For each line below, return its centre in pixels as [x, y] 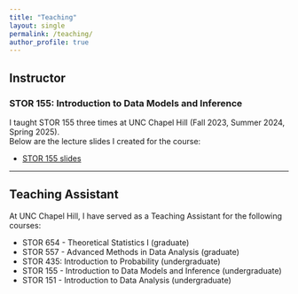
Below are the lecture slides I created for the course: [105, 141]
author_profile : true [49, 42]
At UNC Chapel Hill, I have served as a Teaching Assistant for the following [145, 216]
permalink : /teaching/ [51, 34]
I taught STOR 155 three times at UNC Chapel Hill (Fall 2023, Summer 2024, [147, 122]
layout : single [37, 26]
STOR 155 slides [51, 158]
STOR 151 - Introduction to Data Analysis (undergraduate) [127, 280]
